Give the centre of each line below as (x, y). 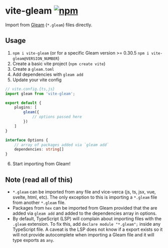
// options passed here (57, 117)
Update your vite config (37, 80)
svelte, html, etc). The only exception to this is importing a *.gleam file (85, 197)
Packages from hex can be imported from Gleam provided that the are (85, 208)
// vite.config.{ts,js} (30, 89)
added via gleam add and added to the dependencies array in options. (85, 213)
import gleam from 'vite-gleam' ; (40, 93)
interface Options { (27, 140)
